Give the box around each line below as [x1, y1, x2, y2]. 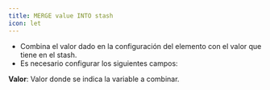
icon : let [8, 19, 42, 27]
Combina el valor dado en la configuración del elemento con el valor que [19, 41, 262, 51]
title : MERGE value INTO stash [8, 11, 114, 20]
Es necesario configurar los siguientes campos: [19, 58, 179, 68]
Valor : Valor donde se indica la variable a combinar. [8, 74, 180, 84]
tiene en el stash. [19, 50, 77, 59]
